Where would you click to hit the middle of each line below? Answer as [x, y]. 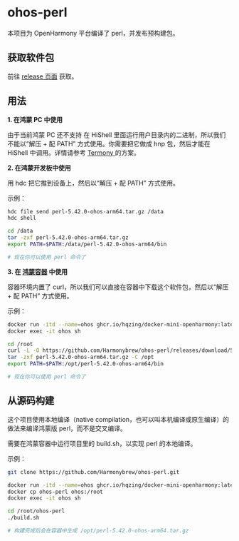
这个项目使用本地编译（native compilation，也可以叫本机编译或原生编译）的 [118, 419]
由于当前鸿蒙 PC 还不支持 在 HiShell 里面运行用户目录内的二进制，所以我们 [117, 135]
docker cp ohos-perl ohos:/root [55, 492]
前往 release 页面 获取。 [43, 76]
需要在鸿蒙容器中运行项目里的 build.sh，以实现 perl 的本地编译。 [102, 443]
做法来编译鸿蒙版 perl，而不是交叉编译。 [67, 428]
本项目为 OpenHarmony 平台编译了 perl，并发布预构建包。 [93, 33]
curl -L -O [23, 350]
